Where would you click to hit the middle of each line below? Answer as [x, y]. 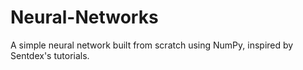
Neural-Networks [84, 17]
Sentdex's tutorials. [50, 55]
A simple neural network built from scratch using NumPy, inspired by [152, 45]
